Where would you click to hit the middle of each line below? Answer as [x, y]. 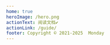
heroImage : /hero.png [33, 17]
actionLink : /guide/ [32, 28]
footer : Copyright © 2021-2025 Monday [55, 33]
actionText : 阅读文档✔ [32, 22]
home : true [20, 11]
